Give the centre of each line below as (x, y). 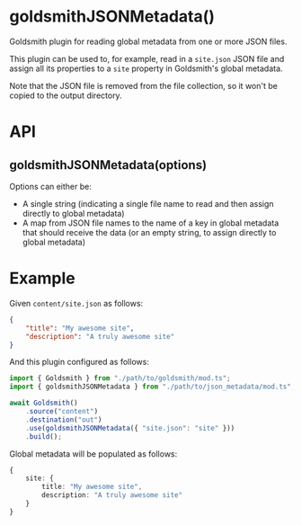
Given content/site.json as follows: (76, 303)
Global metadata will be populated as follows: (93, 454)
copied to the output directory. (66, 95)
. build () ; (44, 436)
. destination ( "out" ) (64, 420)
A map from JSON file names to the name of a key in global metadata (151, 223)
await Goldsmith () (44, 403)
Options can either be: (50, 186)
